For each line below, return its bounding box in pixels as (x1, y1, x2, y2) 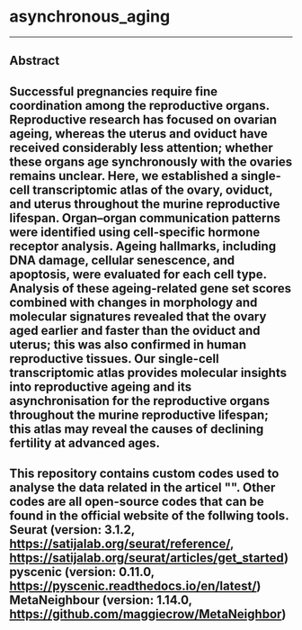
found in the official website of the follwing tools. (9, 508, 289, 524)
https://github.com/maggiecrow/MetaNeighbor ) (9, 607, 287, 622)
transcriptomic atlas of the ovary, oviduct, (32, 182, 273, 197)
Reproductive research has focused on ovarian (9, 112, 277, 127)
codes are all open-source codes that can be (9, 494, 265, 509)
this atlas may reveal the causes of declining (9, 421, 264, 436)
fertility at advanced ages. (9, 435, 160, 451)
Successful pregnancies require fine (9, 84, 218, 99)
